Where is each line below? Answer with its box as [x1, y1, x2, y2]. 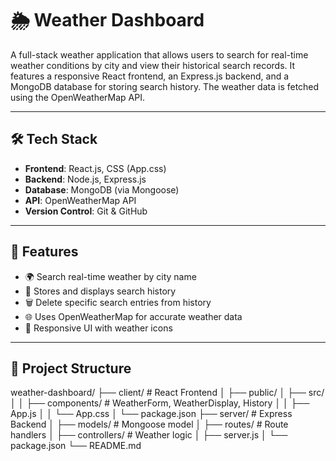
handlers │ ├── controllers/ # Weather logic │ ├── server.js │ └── [10, 429, 288, 441]
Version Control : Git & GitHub [24, 205, 148, 217]
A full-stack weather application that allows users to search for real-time [10, 48, 309, 61]
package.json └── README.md [10, 440, 142, 452]
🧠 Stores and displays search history [24, 285, 177, 297]
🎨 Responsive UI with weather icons [24, 322, 173, 334]
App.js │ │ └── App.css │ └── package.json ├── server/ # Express [10, 408, 293, 420]
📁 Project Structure [10, 360, 132, 377]
